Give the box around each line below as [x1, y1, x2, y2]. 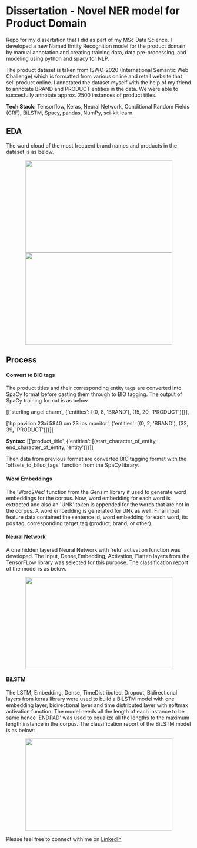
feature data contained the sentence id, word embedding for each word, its [6, 513, 188, 520]
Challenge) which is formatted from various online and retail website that [6, 73, 182, 80]
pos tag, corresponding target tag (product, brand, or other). [6, 519, 153, 526]
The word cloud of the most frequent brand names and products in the [6, 142, 178, 149]
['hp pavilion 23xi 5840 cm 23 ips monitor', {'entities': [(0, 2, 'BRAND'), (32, [6, 420, 189, 427]
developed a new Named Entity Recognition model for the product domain [6, 42, 186, 50]
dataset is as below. [6, 148, 54, 155]
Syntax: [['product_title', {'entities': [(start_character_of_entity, [6, 438, 157, 445]
